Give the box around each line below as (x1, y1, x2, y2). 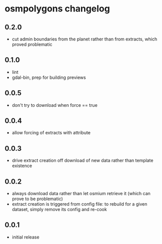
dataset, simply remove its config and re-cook (11, 207, 107, 213)
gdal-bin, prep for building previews (11, 74, 86, 80)
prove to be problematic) (11, 196, 63, 202)
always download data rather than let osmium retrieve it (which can (11, 191, 151, 197)
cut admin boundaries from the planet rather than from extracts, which (11, 36, 157, 42)
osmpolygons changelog (4, 3, 110, 14)
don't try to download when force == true (11, 102, 98, 108)
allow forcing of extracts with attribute (11, 130, 91, 136)
